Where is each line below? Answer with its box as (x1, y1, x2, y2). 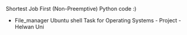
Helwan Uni (14, 24, 44, 30)
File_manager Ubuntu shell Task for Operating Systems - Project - (14, 17, 181, 24)
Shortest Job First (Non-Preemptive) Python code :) (6, 5, 137, 12)
